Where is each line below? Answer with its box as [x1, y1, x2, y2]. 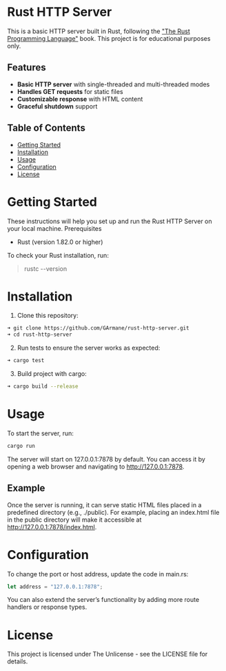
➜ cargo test [7, 357, 45, 364]
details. [7, 657, 28, 665]
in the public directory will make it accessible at [7, 516, 142, 524]
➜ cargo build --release [7, 383, 79, 390]
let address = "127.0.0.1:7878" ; [7, 583, 103, 590]
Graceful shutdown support [17, 102, 98, 111]
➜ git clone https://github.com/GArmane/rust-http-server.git [7, 325, 189, 332]
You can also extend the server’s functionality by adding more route [7, 596, 200, 604]
